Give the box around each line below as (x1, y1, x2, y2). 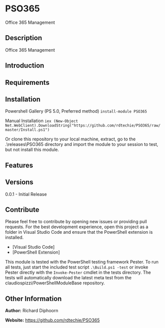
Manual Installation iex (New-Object (5, 118, 78, 124)
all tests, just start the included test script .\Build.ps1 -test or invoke (5, 264, 149, 270)
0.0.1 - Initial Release (5, 191, 47, 197)
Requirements (5, 78, 50, 87)
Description (5, 34, 42, 42)
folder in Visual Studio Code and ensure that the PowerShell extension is (5, 229, 153, 235)
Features (5, 161, 33, 169)
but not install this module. (5, 147, 59, 153)
